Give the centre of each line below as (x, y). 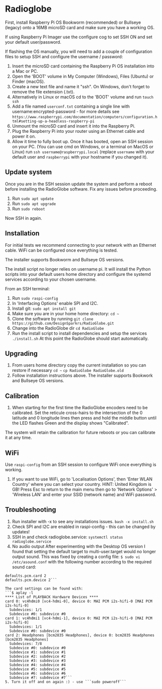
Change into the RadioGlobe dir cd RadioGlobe (58, 328)
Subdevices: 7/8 (26, 643)
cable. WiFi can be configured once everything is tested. (61, 250)
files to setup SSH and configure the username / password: (64, 56)
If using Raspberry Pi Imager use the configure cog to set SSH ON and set (79, 37)
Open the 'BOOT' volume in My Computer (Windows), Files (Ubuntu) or (83, 76)
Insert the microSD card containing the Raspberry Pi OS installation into (83, 66)
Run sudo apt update (33, 198)
